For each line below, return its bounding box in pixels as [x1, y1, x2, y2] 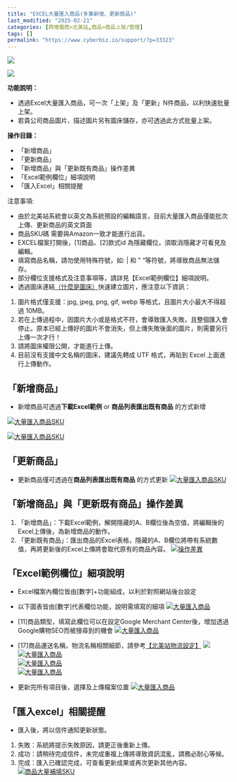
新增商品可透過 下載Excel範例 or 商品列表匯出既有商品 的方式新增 [17, 402, 206, 410]
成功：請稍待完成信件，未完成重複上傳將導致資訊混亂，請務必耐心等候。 [17, 749, 228, 758]
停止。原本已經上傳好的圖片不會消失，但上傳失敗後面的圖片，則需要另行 [17, 324, 228, 333]
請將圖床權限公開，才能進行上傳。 [17, 342, 117, 350]
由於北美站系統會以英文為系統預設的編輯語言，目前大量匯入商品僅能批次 [17, 212, 228, 220]
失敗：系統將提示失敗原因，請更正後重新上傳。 [17, 741, 154, 749]
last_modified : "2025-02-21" [7, 17, 93, 24]
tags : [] [7, 30, 33, 38]
